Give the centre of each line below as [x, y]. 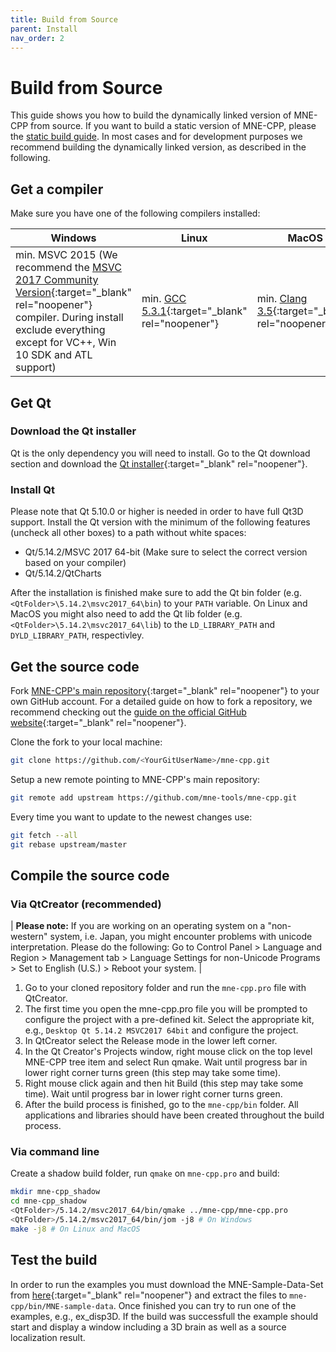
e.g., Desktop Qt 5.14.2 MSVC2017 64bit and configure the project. [161, 1030]
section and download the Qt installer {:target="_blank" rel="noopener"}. [159, 463]
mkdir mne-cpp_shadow [55, 1192]
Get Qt [31, 402]
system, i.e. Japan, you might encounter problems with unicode [181, 937]
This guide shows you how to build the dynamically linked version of [151, 115]
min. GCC [164, 299]
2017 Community [57, 280]
